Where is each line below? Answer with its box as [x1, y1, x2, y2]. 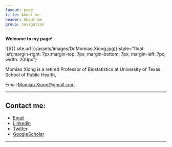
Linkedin [12, 120, 31, 127]
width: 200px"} [5, 57, 37, 63]
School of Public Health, [5, 72, 56, 78]
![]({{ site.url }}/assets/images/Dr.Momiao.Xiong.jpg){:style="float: [5, 45, 145, 52]
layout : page [5, 7, 33, 13]
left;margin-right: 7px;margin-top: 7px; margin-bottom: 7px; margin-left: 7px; [5, 51, 166, 57]
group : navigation [5, 21, 45, 27]
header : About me [5, 17, 42, 22]
